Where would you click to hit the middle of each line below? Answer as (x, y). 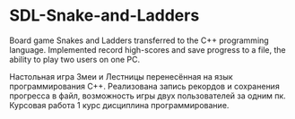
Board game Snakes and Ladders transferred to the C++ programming (139, 40)
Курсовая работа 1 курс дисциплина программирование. (119, 105)
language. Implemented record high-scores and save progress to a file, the (147, 49)
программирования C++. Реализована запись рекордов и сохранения (144, 86)
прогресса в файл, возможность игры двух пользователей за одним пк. (148, 96)
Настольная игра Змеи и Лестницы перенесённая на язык (121, 76)
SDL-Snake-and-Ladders (104, 16)
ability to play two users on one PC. (75, 59)
